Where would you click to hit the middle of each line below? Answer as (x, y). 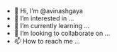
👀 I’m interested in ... (44, 18)
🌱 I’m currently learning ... (52, 26)
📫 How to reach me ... (47, 41)
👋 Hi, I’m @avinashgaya (49, 11)
